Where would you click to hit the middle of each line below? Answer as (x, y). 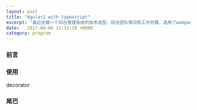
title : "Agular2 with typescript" (48, 17)
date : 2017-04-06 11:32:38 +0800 (50, 28)
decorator (18, 85)
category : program (28, 33)
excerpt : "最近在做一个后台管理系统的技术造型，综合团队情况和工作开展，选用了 (91, 22)
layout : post (22, 11)
